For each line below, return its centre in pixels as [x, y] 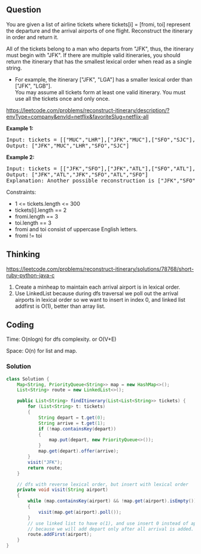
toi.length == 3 [33, 223]
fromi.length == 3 [36, 216]
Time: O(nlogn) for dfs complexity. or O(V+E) [61, 339]
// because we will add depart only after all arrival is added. [111, 529]
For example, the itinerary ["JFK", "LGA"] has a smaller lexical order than [103, 79]
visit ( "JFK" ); [45, 462]
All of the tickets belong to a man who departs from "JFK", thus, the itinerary [100, 49]
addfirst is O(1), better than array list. [60, 306]
